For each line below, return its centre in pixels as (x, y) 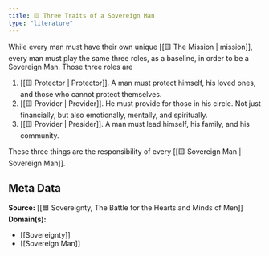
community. (39, 135)
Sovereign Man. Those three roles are (71, 67)
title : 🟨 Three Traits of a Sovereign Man (82, 16)
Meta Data (35, 188)
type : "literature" (41, 23)
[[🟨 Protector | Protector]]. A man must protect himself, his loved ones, (138, 83)
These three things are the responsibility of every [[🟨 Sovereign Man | (125, 151)
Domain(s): (27, 219)
